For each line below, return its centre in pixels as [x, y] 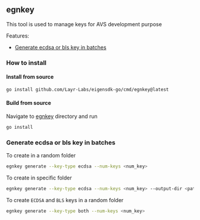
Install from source [30, 77]
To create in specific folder [39, 178]
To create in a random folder [41, 156]
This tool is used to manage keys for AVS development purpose [84, 24]
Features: [18, 36]
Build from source [29, 103]
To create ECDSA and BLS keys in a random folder [65, 200]
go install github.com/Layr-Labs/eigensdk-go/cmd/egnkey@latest [87, 89]
